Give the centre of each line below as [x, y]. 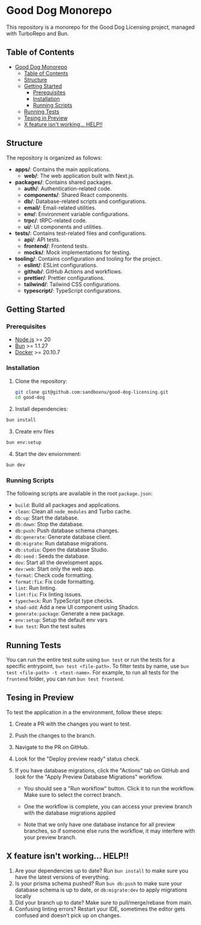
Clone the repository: [41, 381]
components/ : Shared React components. [76, 195]
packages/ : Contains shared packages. [64, 182]
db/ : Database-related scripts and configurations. [85, 201]
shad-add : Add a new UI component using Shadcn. [77, 607]
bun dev [16, 465]
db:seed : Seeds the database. [52, 556]
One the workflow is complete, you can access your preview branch [108, 806]
